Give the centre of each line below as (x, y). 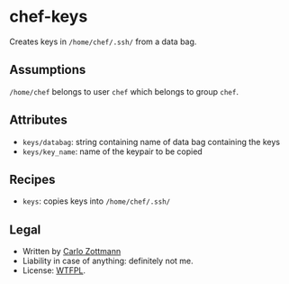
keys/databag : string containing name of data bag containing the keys (151, 142)
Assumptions (48, 70)
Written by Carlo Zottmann (72, 252)
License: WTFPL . (54, 270)
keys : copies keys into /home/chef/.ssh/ (96, 201)
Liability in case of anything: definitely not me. (108, 261)
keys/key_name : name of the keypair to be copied (112, 151)
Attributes (38, 120)
